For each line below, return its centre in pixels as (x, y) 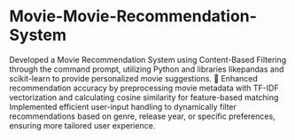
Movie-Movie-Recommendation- (133, 16)
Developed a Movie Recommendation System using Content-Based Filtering (148, 59)
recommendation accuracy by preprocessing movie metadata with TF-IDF (144, 88)
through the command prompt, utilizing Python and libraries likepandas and (147, 69)
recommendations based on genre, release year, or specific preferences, (143, 116)
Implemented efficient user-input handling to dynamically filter (123, 106)
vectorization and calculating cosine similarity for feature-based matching (144, 97)
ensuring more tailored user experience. (82, 125)
